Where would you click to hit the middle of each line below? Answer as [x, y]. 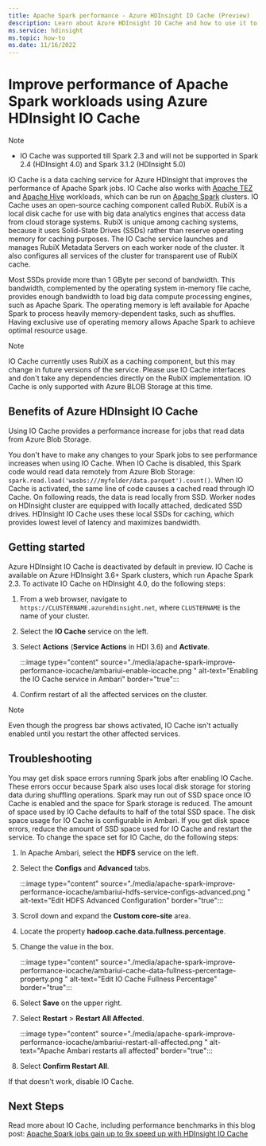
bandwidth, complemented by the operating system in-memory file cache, [130, 288]
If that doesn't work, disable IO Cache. [71, 1081]
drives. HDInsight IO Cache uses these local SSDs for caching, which [121, 513]
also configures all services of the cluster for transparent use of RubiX [123, 256]
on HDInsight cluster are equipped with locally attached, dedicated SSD [125, 505]
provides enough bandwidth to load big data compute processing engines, [130, 297]
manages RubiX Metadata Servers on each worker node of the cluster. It [126, 248]
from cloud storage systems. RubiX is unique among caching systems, [123, 222]
